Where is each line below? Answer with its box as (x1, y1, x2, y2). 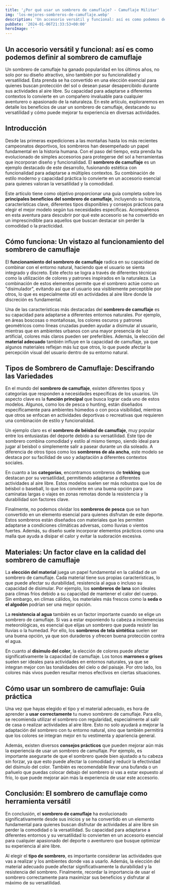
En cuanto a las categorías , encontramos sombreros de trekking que (5, 470, 150, 476)
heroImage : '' (5, 26, 35, 31)
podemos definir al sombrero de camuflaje (5, 53, 142, 61)
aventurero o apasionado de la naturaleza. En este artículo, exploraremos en (5, 98, 164, 104)
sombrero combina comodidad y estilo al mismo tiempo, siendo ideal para (5, 438, 159, 444)
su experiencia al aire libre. (5, 843, 62, 849)
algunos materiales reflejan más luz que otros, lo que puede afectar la (5, 344, 151, 350)
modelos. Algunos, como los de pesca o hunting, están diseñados (5, 401, 143, 408)
